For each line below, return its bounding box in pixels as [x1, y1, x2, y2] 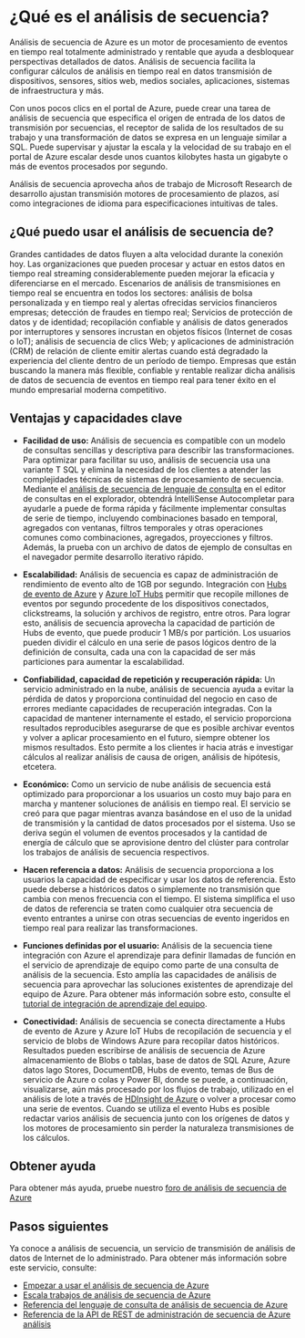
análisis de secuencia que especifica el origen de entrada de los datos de [9, 112, 286, 123]
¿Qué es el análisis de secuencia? [9, 6, 270, 27]
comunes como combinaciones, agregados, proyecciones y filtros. [22, 532, 273, 543]
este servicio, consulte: [9, 1262, 97, 1273]
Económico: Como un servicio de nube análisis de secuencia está [22, 778, 271, 790]
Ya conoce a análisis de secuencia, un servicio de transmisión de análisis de [9, 1243, 296, 1254]
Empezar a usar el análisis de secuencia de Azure [22, 1280, 209, 1291]
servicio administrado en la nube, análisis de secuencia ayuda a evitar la [22, 683, 294, 694]
